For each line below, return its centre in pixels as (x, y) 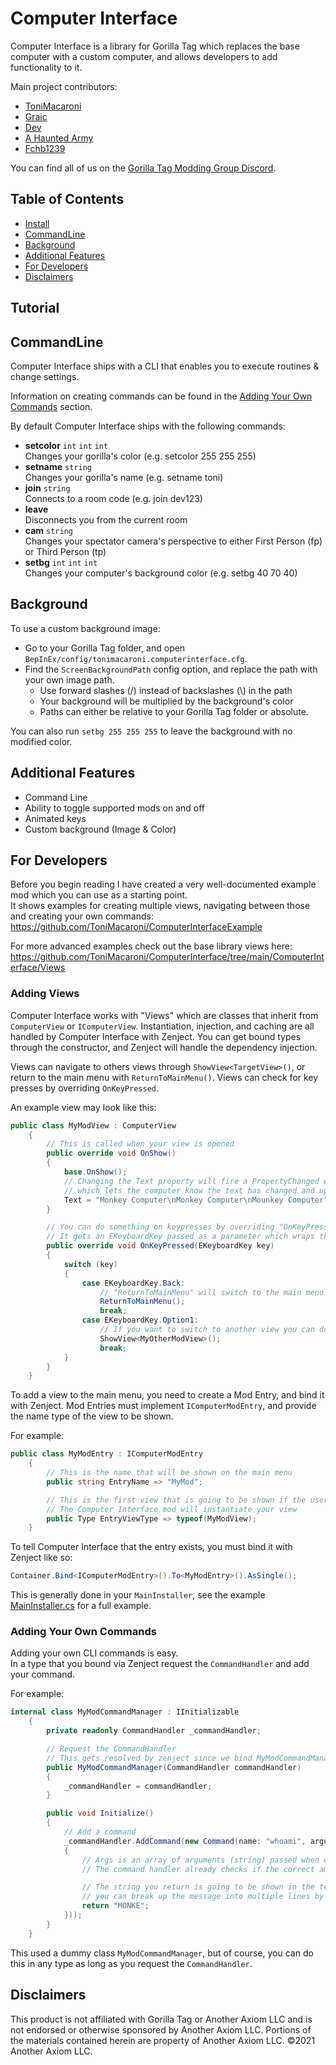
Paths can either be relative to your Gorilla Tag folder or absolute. (174, 711)
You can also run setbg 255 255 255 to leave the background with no (151, 731)
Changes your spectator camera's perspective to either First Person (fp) (173, 541)
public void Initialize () (100, 1813)
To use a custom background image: (85, 628)
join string (47, 488)
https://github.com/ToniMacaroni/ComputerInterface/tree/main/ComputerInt (167, 957)
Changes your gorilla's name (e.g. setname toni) (124, 477)
